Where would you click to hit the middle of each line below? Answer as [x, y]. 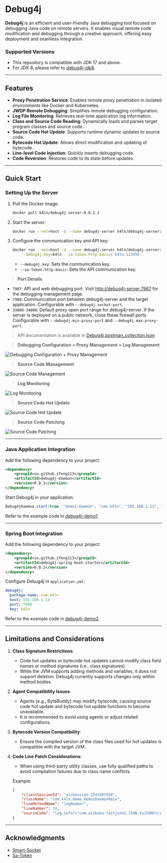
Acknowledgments [35, 838]
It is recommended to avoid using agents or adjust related [79, 717]
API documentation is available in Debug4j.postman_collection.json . [86, 335]
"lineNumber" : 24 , [41, 809]
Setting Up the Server [32, 193]
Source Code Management [46, 364]
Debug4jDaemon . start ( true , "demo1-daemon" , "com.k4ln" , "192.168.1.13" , [82, 506]
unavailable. [32, 711]
